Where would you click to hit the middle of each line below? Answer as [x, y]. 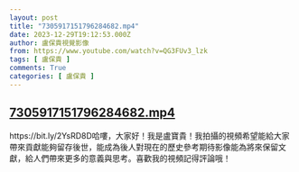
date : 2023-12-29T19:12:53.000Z [70, 34]
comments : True [38, 68]
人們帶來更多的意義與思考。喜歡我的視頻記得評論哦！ [132, 158]
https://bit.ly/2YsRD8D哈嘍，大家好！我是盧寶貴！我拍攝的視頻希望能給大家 [150, 135]
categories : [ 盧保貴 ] [52, 77]
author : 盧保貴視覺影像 [49, 43]
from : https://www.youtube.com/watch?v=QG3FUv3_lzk [108, 51]
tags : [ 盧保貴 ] [40, 59]
